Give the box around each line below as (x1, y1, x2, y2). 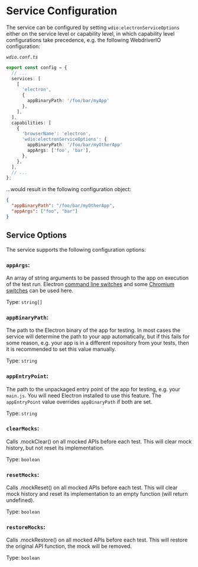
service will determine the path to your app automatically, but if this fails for (6, 333, 190, 340)
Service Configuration (6, 4, 118, 18)
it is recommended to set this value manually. (6, 346, 116, 353)
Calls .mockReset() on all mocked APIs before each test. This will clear (6, 484, 178, 491)
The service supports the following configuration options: (6, 246, 146, 253)
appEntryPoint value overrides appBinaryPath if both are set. (6, 398, 152, 405)
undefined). (6, 497, 35, 504)
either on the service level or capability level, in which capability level (6, 30, 175, 37)
